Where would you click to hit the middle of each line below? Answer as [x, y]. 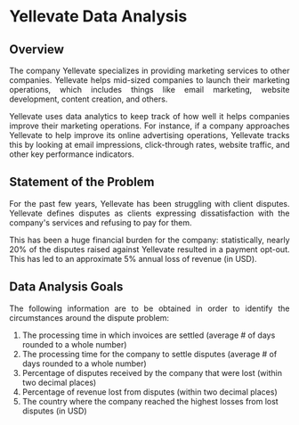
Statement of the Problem [82, 182]
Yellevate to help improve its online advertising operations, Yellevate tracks [149, 135]
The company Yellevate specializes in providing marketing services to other [149, 70]
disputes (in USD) [54, 411]
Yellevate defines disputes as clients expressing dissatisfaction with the [149, 213]
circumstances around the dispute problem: [89, 317]
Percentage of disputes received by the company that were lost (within [152, 372]
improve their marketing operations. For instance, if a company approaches [149, 126]
